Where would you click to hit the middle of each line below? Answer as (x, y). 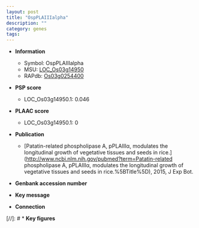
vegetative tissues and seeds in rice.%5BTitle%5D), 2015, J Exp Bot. (109, 172)
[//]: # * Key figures (31, 218)
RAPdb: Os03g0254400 (54, 76)
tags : (13, 34)
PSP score (28, 87)
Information (30, 51)
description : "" (26, 23)
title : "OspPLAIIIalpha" (37, 17)
